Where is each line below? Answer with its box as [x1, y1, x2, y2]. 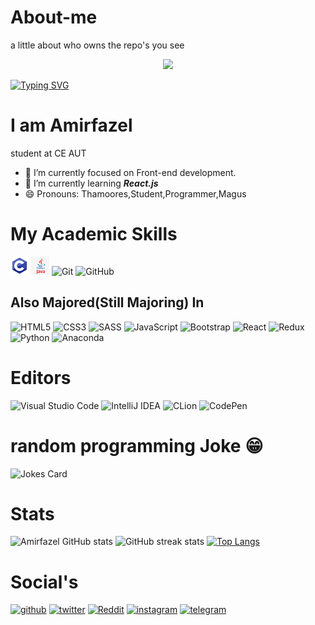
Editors [10, 366, 72, 389]
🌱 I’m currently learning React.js [24, 177, 159, 189]
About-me [10, 6, 98, 29]
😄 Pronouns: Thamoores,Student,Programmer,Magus [24, 187, 247, 200]
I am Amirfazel [10, 114, 133, 137]
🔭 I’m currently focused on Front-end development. [24, 166, 237, 178]
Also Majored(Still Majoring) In [10, 294, 205, 311]
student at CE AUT [10, 147, 87, 159]
